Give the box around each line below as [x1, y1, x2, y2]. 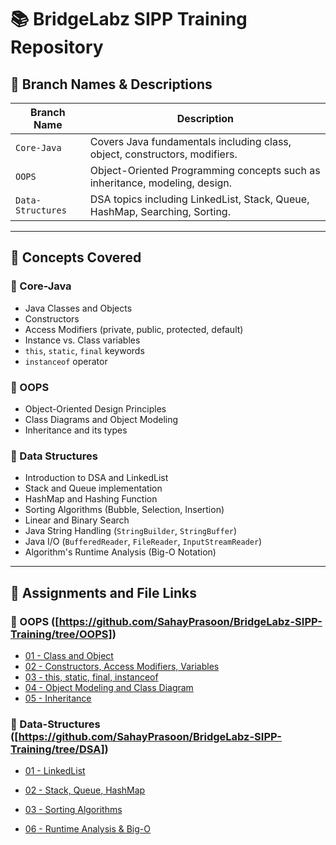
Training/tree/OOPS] [10, 627, 113, 641]
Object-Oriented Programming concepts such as [89, 164, 321, 177]
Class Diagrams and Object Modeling [24, 413, 179, 425]
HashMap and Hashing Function [24, 493, 158, 505]
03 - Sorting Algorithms [24, 804, 123, 816]
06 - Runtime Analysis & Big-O [24, 823, 151, 835]
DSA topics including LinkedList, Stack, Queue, [89, 192, 310, 206]
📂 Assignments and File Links [10, 584, 198, 601]
